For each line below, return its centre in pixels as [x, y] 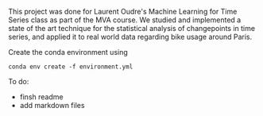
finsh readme [41, 97]
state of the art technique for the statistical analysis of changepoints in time [132, 28]
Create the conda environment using [68, 52]
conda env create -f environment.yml [71, 67]
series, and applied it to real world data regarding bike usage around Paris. [130, 37]
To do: [19, 81]
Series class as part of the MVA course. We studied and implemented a [125, 20]
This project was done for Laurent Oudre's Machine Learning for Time [123, 12]
